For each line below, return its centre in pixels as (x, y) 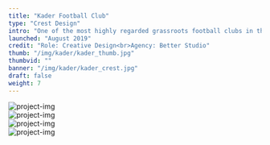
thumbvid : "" (30, 61)
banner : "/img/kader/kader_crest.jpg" (73, 68)
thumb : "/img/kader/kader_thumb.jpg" (72, 53)
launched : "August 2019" (50, 38)
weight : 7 (25, 83)
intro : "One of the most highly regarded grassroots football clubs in (131, 31)
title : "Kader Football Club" (59, 16)
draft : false (30, 76)
